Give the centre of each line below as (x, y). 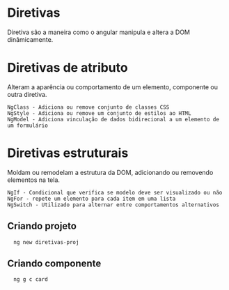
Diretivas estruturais (68, 153)
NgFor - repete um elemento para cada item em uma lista (92, 199)
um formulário (28, 125)
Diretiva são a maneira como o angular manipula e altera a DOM (98, 32)
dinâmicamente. (30, 39)
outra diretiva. (27, 94)
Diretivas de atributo (68, 68)
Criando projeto (42, 226)
